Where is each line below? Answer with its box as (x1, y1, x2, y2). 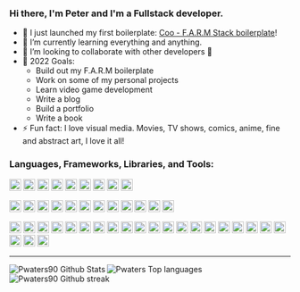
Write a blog (35, 94, 80, 104)
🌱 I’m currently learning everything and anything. (21, 37, 203, 47)
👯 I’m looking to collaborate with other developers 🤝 (21, 46, 212, 57)
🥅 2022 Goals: (21, 56, 75, 67)
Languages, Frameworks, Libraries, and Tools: (9, 158, 214, 171)
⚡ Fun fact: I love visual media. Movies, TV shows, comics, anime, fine (21, 123, 280, 134)
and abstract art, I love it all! (21, 136, 125, 146)
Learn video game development (35, 84, 154, 96)
